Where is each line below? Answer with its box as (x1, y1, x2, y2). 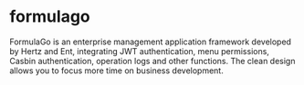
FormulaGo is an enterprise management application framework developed (9, 36, 292, 47)
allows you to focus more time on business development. (9, 65, 224, 76)
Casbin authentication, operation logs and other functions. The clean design (9, 55, 296, 66)
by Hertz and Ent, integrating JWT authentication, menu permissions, (9, 45, 269, 56)
